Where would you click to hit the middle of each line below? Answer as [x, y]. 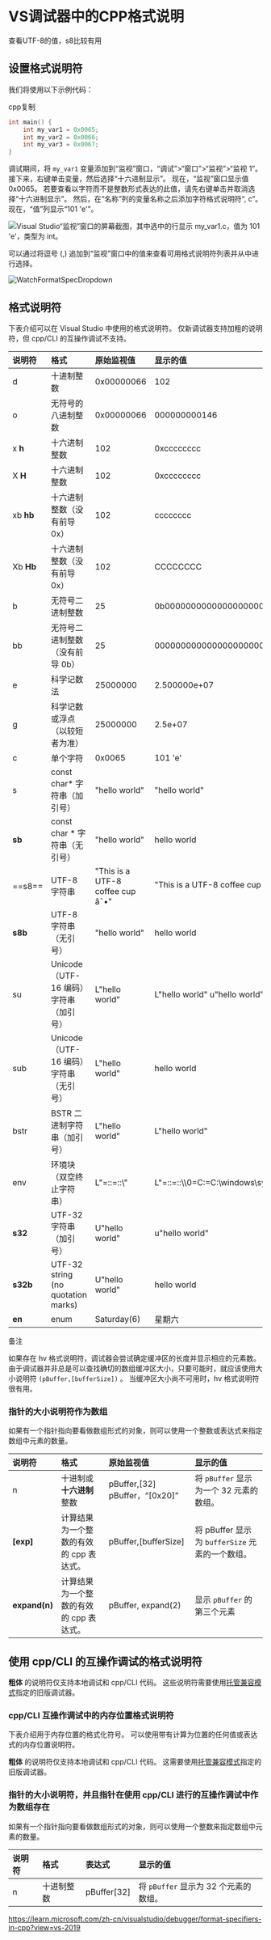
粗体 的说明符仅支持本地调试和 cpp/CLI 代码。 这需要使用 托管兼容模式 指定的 [135, 1762]
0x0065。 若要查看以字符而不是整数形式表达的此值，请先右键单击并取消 [128, 189]
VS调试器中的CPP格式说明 [96, 17]
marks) [65, 1305]
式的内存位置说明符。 [44, 1745]
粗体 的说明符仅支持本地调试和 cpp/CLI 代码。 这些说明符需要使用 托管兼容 [131, 1683]
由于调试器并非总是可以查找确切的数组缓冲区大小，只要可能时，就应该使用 [132, 1368]
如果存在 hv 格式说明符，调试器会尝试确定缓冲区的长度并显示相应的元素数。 [134, 1358]
